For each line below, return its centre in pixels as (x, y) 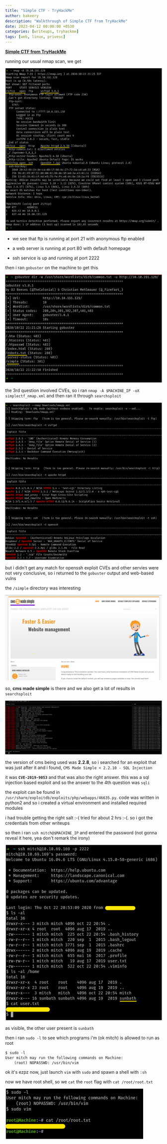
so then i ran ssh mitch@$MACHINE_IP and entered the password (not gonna (81, 833)
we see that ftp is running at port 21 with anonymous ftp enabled (78, 239)
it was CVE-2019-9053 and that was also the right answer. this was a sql (77, 777)
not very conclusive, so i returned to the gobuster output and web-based (80, 573)
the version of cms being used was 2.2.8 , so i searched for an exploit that (81, 763)
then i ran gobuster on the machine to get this (52, 268)
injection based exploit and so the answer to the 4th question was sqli (78, 782)
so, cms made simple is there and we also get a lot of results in (70, 689)
